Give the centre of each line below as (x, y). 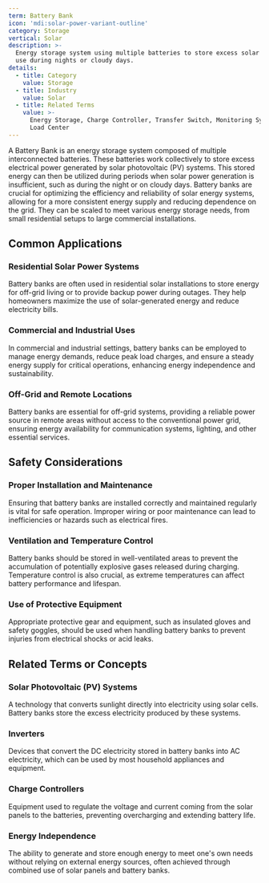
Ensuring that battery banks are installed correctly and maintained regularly (133, 503)
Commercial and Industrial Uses (72, 330)
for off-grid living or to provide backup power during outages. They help (127, 293)
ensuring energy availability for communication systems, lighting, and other (132, 429)
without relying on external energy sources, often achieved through (119, 861)
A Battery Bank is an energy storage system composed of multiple (117, 150)
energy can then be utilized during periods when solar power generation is (131, 176)
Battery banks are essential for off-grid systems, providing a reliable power (132, 412)
